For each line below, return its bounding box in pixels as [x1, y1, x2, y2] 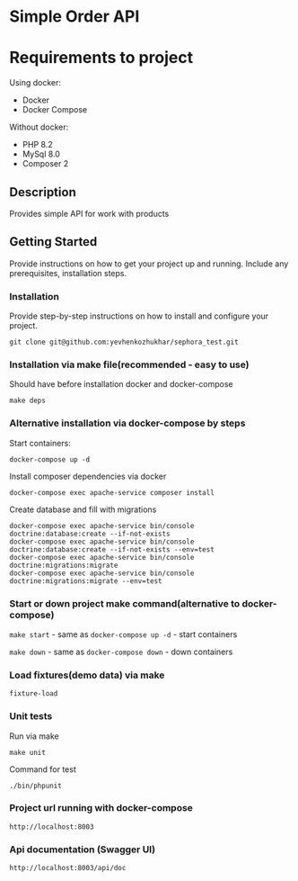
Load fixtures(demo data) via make [9, 669, 165, 681]
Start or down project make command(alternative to [9, 597, 241, 609]
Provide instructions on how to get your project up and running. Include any [9, 258, 289, 269]
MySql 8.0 [22, 148, 61, 159]
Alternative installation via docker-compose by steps [9, 417, 246, 429]
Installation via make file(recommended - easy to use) [9, 358, 250, 371]
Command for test [9, 763, 76, 775]
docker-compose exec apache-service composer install [9, 488, 215, 497]
